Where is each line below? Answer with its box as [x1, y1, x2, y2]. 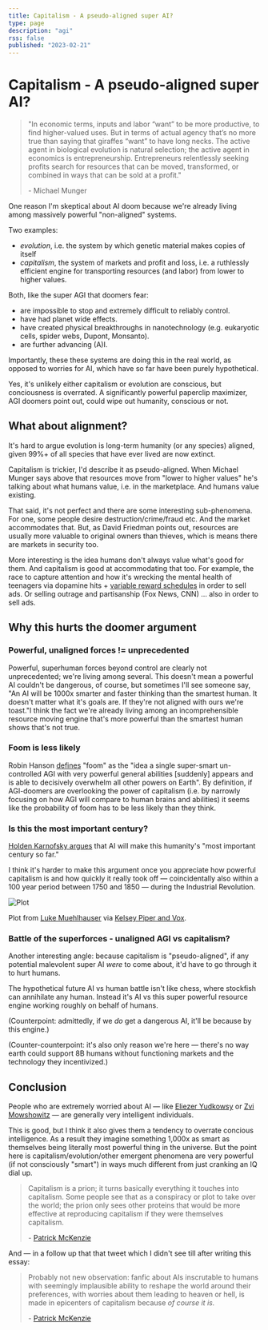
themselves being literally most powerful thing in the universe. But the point [8, 1143, 258, 1152]
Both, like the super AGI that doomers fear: [8, 290, 150, 300]
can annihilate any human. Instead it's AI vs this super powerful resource [8, 993, 248, 1002]
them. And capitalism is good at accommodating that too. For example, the [8, 563, 254, 573]
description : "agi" [8, 26, 74, 34]
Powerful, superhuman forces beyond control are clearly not [8, 663, 207, 673]
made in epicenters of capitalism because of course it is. [27, 1298, 215, 1308]
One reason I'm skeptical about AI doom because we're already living [8, 202, 238, 211]
